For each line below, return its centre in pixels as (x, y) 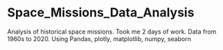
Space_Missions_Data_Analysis (101, 13)
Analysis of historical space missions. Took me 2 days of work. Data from (112, 32)
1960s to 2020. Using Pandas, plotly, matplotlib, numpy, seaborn (99, 38)
